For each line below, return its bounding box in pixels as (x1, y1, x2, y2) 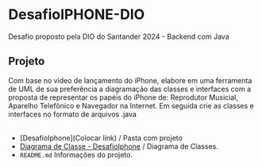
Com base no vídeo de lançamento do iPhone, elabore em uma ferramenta (8, 75, 252, 85)
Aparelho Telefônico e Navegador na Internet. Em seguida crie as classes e (8, 101, 254, 110)
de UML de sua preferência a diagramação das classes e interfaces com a (8, 84, 252, 93)
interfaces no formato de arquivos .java (8, 109, 137, 119)
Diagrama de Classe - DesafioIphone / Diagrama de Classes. (19, 141, 218, 151)
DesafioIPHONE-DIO (8, 6, 145, 24)
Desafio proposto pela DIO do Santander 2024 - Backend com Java (8, 32, 230, 41)
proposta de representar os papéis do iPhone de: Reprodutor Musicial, (8, 93, 238, 102)
